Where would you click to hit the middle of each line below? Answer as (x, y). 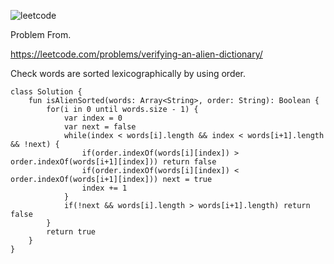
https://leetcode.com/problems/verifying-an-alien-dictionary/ (136, 54)
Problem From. (41, 34)
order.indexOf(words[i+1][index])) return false (113, 162)
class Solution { (46, 92)
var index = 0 (93, 118)
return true (71, 232)
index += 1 (104, 188)
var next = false (100, 127)
